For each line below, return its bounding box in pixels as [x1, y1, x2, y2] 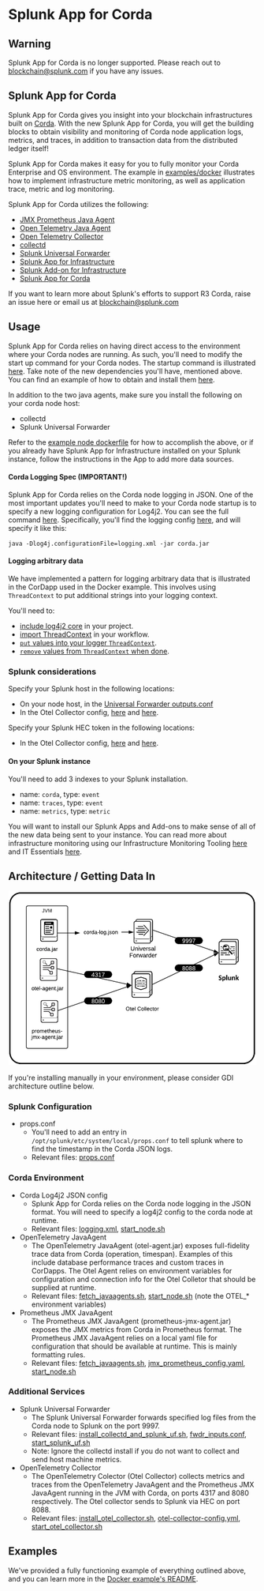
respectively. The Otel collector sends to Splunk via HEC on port [31, 1496, 240, 1506]
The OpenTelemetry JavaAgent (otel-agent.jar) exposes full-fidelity [31, 1240, 250, 1250]
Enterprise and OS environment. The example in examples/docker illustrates [8, 167, 255, 177]
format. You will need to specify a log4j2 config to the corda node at [31, 1207, 254, 1217]
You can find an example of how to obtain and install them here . [8, 374, 215, 384]
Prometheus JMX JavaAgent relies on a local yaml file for [31, 1333, 218, 1342]
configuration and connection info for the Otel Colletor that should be [31, 1274, 256, 1284]
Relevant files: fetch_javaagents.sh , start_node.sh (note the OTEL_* [31, 1291, 250, 1300]
